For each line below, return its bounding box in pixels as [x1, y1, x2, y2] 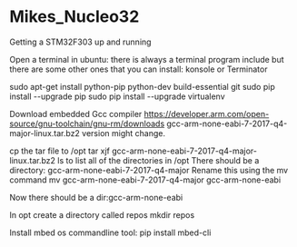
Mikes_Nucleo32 [9, 6, 140, 27]
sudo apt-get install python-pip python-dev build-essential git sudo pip [9, 81, 275, 92]
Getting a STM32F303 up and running [9, 36, 152, 47]
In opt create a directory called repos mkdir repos [9, 209, 195, 220]
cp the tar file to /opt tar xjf [9, 145, 111, 156]
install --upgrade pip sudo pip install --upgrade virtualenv [9, 91, 225, 102]
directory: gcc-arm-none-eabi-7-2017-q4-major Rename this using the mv [9, 164, 289, 175]
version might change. [81, 127, 166, 138]
